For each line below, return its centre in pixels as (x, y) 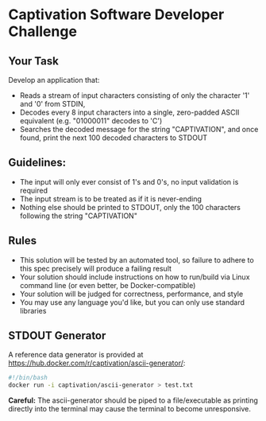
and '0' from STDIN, (52, 104)
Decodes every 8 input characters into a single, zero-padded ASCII (129, 112)
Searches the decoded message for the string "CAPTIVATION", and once (139, 129)
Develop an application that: (54, 80)
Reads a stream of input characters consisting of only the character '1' (135, 96)
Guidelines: (37, 163)
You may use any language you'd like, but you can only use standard (132, 302)
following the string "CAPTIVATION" (78, 216)
